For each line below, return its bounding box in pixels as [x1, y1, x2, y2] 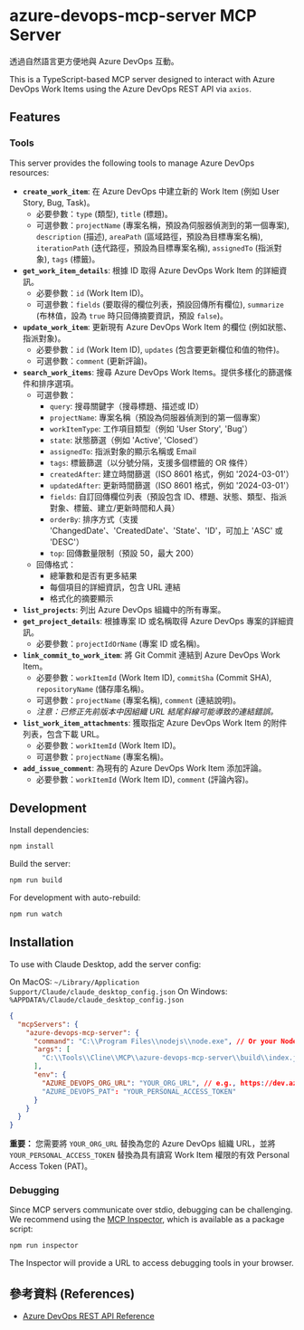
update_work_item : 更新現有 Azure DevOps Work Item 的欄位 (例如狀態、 [22, 321, 291, 332]
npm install [9, 842, 54, 851]
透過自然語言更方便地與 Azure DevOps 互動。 [9, 55, 179, 66]
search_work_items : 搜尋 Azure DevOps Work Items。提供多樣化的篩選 [22, 366, 285, 377]
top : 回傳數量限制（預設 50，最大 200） [49, 547, 199, 558]
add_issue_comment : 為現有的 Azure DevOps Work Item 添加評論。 [22, 762, 267, 774]
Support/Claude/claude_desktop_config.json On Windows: [9, 985, 228, 996]
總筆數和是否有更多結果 [49, 570, 138, 581]
